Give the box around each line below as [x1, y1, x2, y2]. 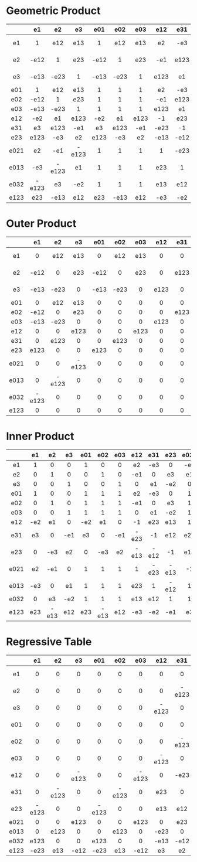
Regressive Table [6, 635, 92, 648]
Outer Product [6, 217, 77, 230]
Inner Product [6, 430, 74, 443]
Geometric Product [6, 4, 101, 18]
